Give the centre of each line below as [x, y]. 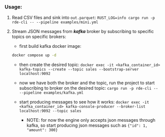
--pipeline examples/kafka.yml [51, 93]
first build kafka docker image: [50, 46]
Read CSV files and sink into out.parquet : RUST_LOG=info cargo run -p [83, 18]
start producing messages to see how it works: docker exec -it [84, 102]
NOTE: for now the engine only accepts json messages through [91, 120]
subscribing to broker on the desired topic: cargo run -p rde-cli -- [89, 88]
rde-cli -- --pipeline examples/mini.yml [55, 22]
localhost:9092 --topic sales [50, 111]
